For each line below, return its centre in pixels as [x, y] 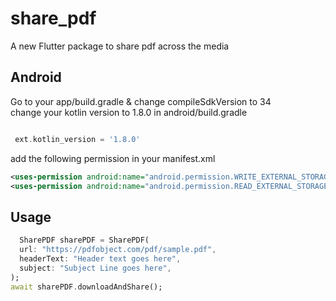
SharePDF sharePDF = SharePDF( [84, 240]
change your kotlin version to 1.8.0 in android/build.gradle [129, 112]
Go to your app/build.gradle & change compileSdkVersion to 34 [141, 101]
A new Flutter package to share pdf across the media [120, 46]
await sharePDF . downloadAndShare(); [86, 287]
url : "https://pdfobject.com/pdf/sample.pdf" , [118, 250]
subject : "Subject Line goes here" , [95, 268]
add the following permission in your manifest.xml [113, 158]
